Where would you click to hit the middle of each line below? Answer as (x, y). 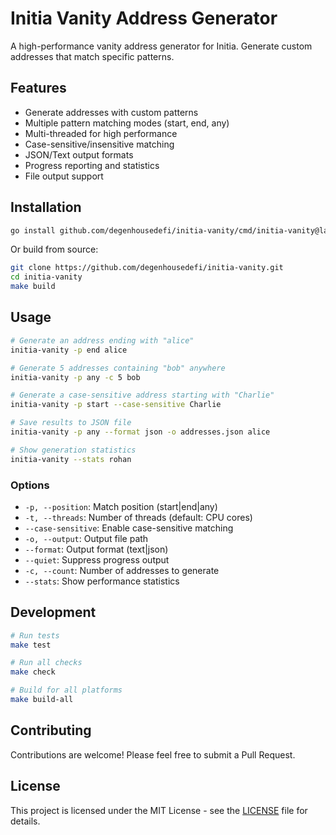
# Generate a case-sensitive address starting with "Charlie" (142, 395)
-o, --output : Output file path (86, 538)
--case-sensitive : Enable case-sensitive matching (129, 528)
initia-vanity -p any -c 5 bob (75, 377)
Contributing (51, 730)
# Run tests (35, 635)
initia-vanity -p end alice (69, 350)
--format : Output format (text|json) (96, 549)
